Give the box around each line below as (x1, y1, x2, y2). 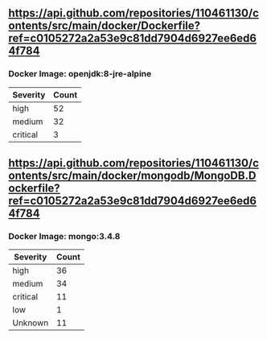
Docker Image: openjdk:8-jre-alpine (8, 68, 152, 80)
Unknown (12, 317, 49, 329)
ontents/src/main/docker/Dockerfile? (8, 19, 201, 33)
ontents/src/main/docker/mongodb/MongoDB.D (8, 169, 257, 183)
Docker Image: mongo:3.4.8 (8, 231, 121, 242)
